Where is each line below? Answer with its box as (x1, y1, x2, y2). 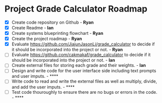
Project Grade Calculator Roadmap (4, 3, 148, 15)
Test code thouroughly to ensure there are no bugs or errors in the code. (11, 89, 158, 95)
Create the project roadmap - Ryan (11, 36, 82, 42)
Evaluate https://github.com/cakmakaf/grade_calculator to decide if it (11, 52, 151, 58)
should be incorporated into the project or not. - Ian (11, 57, 115, 63)
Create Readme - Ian (11, 25, 54, 30)
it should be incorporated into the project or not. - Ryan (11, 47, 123, 53)
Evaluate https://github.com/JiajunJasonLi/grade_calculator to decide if (11, 41, 155, 47)
